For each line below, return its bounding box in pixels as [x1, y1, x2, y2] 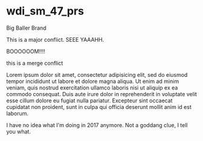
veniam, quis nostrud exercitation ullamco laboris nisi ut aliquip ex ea [6, 84, 178, 91]
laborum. [6, 110, 29, 117]
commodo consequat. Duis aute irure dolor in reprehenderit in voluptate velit [6, 90, 197, 97]
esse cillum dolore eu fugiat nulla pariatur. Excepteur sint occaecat [6, 97, 173, 104]
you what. [6, 128, 32, 135]
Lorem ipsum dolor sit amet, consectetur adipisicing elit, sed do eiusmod [6, 71, 188, 78]
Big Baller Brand [6, 24, 47, 31]
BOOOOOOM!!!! [6, 47, 45, 55]
